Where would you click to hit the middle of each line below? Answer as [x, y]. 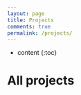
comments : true [29, 26]
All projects [41, 81]
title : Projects [30, 20]
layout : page [26, 14]
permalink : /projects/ [40, 33]
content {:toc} [37, 53]
